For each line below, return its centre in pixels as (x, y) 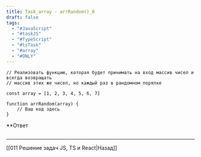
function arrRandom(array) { (42, 104)
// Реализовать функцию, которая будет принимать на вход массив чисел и (100, 72)
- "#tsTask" (27, 45)
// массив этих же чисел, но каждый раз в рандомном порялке (84, 83)
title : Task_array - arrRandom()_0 (51, 12)
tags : (13, 23)
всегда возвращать (29, 78)
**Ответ (17, 125)
